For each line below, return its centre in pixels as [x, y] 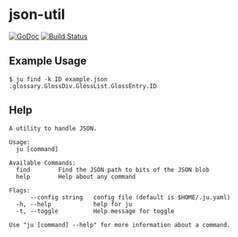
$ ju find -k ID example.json [59, 79]
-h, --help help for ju [74, 204]
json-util [37, 15]
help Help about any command [76, 176]
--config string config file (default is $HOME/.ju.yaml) [130, 197]
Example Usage [48, 61]
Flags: [20, 191]
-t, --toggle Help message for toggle [95, 211]
